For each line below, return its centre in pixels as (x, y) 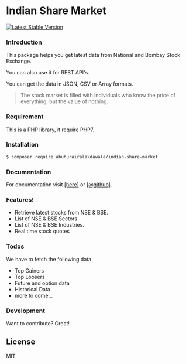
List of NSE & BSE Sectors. (46, 219)
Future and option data (42, 283)
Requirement (25, 117)
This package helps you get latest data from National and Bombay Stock (93, 55)
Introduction (24, 42)
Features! (20, 199)
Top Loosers (30, 277)
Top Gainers (29, 270)
